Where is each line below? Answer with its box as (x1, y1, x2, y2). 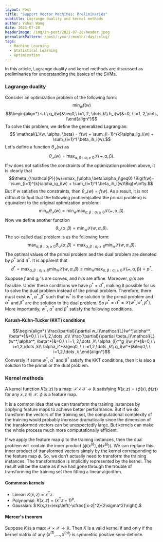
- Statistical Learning (9, 48, 57, 53)
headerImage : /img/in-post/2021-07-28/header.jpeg (5, 30, 110, 35)
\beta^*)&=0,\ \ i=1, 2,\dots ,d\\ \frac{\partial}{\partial (8, 333, 115, 339)
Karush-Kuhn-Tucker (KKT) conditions (5, 317, 85, 323)
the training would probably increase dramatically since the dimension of (5, 417, 151, 423)
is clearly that (5, 168, 33, 174)
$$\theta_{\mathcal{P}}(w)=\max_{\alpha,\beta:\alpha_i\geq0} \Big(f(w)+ (9, 175, 155, 181)
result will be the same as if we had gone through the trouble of (5, 463, 132, 469)
